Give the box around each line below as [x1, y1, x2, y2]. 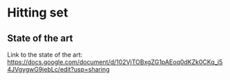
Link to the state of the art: [7, 50, 83, 59]
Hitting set [7, 5, 68, 21]
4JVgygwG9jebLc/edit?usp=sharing [7, 66, 110, 73]
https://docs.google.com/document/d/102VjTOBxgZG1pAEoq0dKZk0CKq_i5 [7, 58, 223, 66]
